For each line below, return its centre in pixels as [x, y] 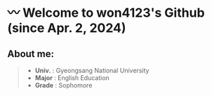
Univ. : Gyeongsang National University [92, 70]
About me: [31, 54]
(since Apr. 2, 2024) [67, 28]
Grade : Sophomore [64, 85]
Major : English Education [72, 78]
